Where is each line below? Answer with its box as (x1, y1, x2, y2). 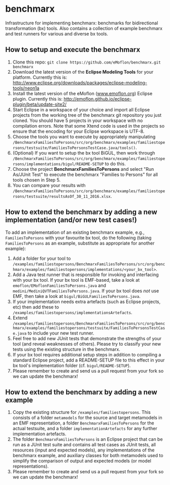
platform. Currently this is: (12, 74, 67, 80)
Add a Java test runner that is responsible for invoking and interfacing (12, 271, 159, 278)
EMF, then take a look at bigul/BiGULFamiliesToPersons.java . (12, 293, 141, 299)
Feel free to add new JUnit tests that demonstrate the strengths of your (12, 335, 162, 341)
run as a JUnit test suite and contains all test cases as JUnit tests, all (12, 442, 156, 448)
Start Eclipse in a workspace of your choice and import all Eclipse (12, 106, 150, 112)
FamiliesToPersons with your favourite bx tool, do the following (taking (5, 234, 152, 240)
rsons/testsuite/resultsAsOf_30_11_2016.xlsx (12, 194, 111, 199)
